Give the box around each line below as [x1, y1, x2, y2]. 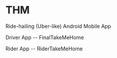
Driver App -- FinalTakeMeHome [5, 34, 84, 41]
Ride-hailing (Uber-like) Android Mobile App [5, 23, 112, 30]
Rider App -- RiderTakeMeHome [5, 45, 83, 52]
